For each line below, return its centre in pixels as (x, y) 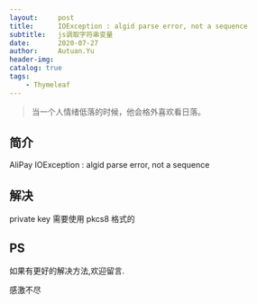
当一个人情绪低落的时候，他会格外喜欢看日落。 (118, 111)
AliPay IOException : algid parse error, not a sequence (110, 165)
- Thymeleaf (48, 85)
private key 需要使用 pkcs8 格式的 (72, 219)
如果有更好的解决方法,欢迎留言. (67, 271)
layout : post (42, 18)
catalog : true (36, 69)
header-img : (32, 60)
